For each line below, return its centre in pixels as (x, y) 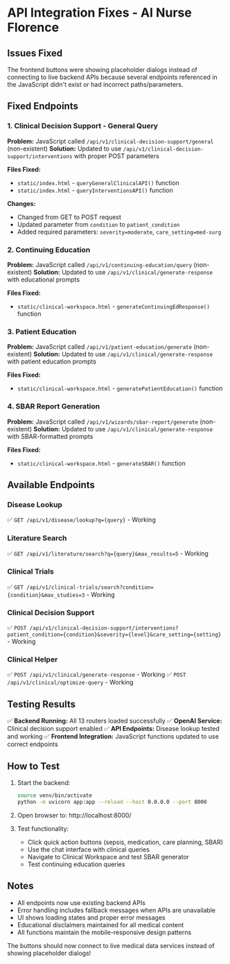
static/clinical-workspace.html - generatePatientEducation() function (120, 388)
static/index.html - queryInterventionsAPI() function (95, 190)
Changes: (21, 203)
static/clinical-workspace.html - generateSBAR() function (101, 463)
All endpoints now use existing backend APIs (81, 902)
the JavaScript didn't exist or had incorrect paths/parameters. (95, 84)
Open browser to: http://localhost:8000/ (74, 815)
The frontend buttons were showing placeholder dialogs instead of (102, 70)
